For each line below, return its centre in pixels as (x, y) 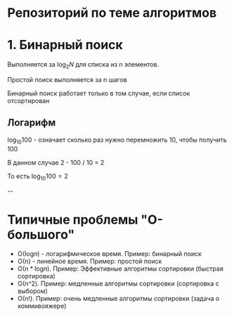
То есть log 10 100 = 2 (38, 177)
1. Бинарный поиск (65, 45)
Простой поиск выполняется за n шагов (67, 79)
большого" (41, 235)
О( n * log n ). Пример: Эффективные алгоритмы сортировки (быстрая (120, 269)
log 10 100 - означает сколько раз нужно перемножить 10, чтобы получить (117, 140)
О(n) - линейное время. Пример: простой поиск (90, 262)
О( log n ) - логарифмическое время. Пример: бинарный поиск (110, 254)
